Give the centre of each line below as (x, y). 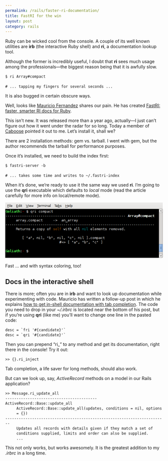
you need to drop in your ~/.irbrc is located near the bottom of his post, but (82, 309)
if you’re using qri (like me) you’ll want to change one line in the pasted (78, 315)
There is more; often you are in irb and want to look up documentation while (83, 294)
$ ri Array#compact (25, 77)
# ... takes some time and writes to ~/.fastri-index (62, 176)
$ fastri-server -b (25, 166)
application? (18, 384)
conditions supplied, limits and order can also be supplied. (82, 433)
